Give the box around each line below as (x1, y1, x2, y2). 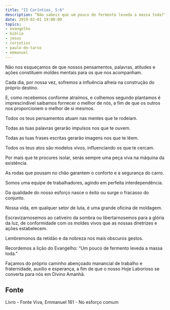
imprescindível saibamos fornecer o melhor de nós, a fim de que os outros (5, 100, 160, 106)
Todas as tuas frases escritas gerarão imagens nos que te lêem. (5, 135, 139, 141)
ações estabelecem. (5, 225, 48, 231)
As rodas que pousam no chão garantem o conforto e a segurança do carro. (5, 170, 164, 176)
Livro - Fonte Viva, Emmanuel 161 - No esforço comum (5, 299, 119, 305)
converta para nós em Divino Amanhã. (5, 271, 85, 277)
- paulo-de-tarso (5, 45, 42, 50)
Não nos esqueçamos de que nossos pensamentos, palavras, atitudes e (5, 64, 156, 70)
